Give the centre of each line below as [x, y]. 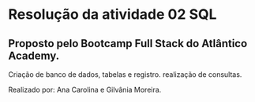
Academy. [34, 55]
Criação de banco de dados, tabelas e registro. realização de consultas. [125, 75]
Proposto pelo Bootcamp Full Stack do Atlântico [128, 44]
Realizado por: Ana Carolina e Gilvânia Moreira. [85, 89]
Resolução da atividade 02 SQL [112, 15]
